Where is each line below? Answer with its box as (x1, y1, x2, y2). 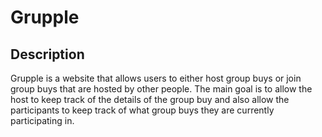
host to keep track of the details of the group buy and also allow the (10, 94, 290, 105)
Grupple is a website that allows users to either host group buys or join (10, 72, 302, 84)
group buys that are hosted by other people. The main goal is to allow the (10, 83, 313, 95)
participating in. (10, 115, 75, 126)
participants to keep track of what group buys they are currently (10, 104, 275, 116)
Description (10, 46, 85, 63)
